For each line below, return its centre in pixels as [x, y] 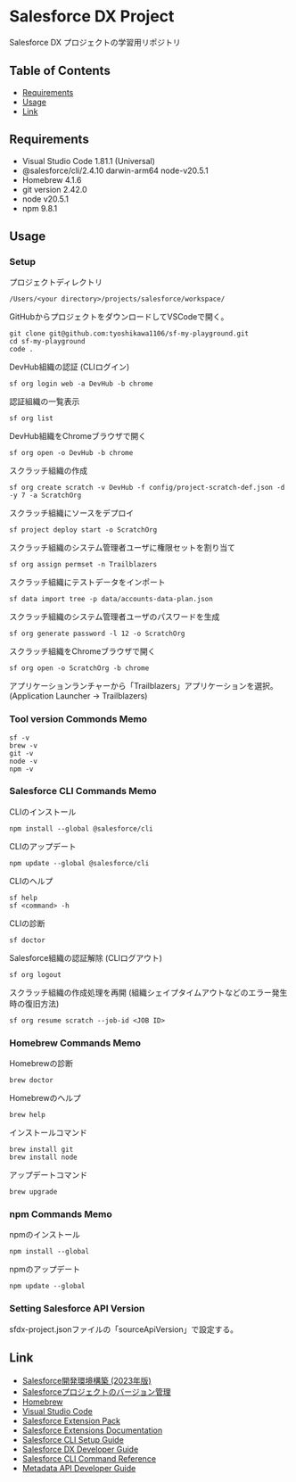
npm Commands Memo [61, 1214]
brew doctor [31, 1080]
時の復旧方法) [34, 1003]
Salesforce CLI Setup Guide [73, 1439]
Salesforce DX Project [92, 17]
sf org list [31, 418]
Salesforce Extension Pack [71, 1420]
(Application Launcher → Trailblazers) [78, 696]
